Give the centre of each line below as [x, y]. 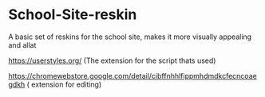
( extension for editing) [64, 84]
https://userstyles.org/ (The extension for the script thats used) [112, 60]
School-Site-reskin [73, 15]
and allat [22, 45]
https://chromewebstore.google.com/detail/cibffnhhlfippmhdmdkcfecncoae [132, 76]
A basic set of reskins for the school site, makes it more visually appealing [130, 37]
